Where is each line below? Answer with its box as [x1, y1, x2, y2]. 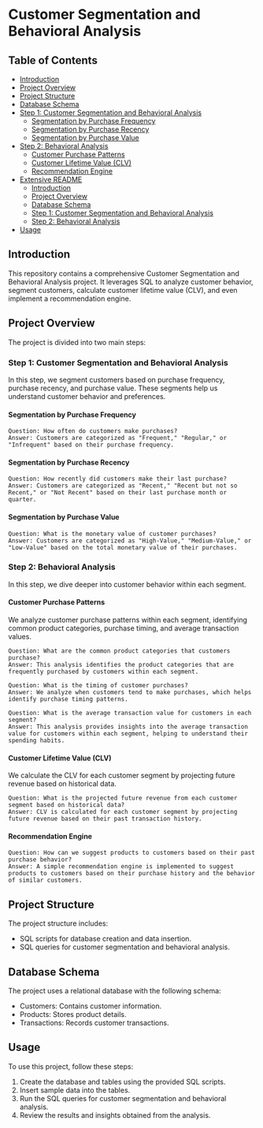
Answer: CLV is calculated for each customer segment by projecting [8, 808, 238, 816]
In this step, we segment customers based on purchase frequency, [8, 375, 225, 384]
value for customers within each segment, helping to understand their [8, 730, 248, 738]
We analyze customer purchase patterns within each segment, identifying [8, 616, 248, 625]
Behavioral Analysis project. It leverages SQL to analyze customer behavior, [8, 277, 254, 287]
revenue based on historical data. [8, 779, 117, 789]
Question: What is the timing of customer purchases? [8, 682, 189, 690]
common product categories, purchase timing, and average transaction [8, 623, 239, 633]
